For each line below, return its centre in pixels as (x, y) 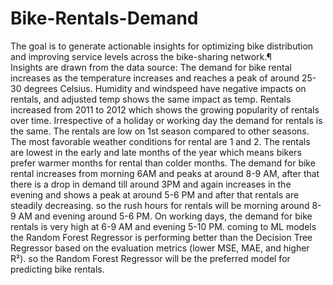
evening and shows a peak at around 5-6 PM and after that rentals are (155, 194)
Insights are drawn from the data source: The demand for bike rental (151, 67)
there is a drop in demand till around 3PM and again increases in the (151, 184)
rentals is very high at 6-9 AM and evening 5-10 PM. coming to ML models (163, 226)
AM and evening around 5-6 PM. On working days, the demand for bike (165, 216)
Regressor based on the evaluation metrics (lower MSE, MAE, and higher (160, 248)
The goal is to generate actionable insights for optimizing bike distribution (162, 46)
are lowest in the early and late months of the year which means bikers (156, 152)
